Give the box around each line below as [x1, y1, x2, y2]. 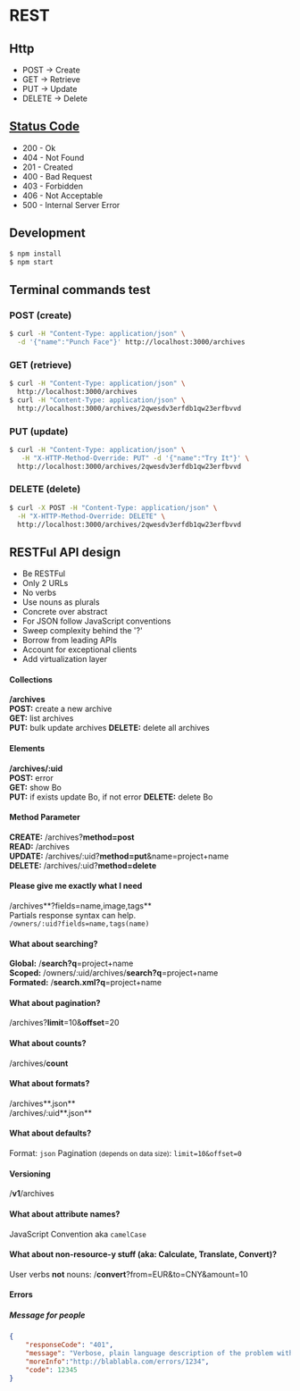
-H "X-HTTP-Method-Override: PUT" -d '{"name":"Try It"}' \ [21, 453, 250, 463]
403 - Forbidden [21, 180, 83, 191]
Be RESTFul [21, 568, 65, 579]
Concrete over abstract [21, 607, 108, 617]
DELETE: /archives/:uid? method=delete [9, 859, 157, 871]
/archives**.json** [9, 1098, 76, 1109]
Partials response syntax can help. [9, 910, 137, 921]
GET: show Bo [9, 782, 62, 792]
